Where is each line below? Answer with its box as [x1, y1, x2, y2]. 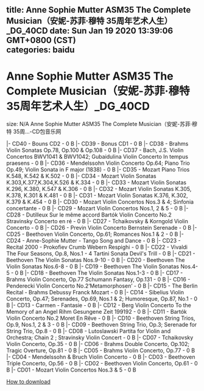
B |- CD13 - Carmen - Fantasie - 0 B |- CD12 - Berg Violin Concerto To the [6, 302, 192, 309]
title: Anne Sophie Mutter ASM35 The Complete [6, 5, 191, 15]
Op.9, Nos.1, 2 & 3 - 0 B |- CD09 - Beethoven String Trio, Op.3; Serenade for [6, 321, 197, 328]
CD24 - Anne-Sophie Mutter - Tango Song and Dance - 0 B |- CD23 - [6, 237, 181, 244]
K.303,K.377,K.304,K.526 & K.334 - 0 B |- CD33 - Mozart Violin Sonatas [6, 179, 187, 186]
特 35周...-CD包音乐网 [6, 128, 62, 136]
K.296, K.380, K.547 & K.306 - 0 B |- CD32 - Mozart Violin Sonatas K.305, [6, 185, 192, 193]
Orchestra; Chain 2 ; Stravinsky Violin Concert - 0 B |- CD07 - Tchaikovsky [6, 334, 194, 341]
